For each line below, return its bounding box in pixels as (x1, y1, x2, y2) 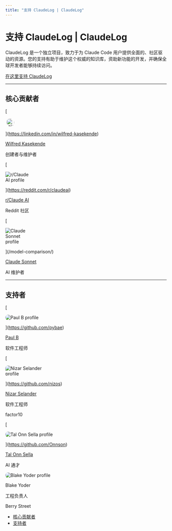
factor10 (5, 412, 23, 418)
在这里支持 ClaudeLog (5, 73, 52, 79)
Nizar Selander (5, 391, 37, 397)
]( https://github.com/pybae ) (5, 324, 64, 331)
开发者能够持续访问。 (9, 62, 55, 68)
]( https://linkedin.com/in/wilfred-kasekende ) (5, 131, 99, 137)
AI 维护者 (5, 269, 25, 276)
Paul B (5, 335, 19, 341)
